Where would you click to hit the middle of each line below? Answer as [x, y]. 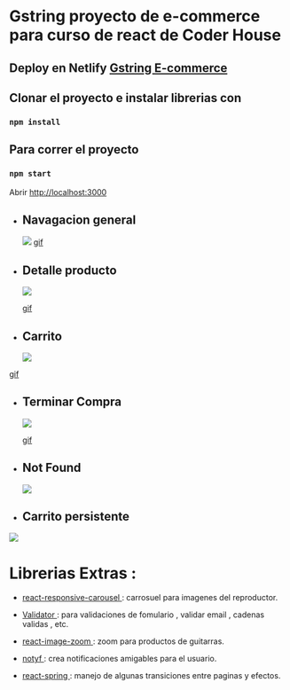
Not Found [51, 468]
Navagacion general [79, 220]
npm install [35, 122]
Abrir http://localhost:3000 [58, 192]
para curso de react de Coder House [145, 35]
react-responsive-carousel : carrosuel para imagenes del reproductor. [150, 598]
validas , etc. [45, 624]
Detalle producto [69, 270]
